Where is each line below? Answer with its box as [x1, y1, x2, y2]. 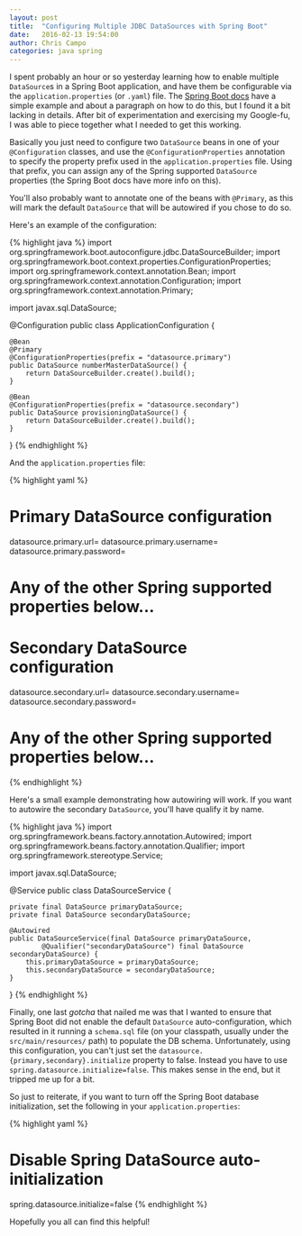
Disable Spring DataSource [9, 1150, 216, 1170]
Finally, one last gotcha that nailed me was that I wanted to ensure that [9, 1007, 272, 1018]
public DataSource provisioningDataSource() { [9, 408, 188, 417]
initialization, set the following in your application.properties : [9, 1101, 241, 1112]
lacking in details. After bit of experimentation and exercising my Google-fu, [9, 110, 291, 121]
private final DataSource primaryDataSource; [9, 902, 183, 911]
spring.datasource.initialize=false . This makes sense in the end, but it [9, 1065, 281, 1076]
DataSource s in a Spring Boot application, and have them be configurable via [9, 81, 292, 92]
